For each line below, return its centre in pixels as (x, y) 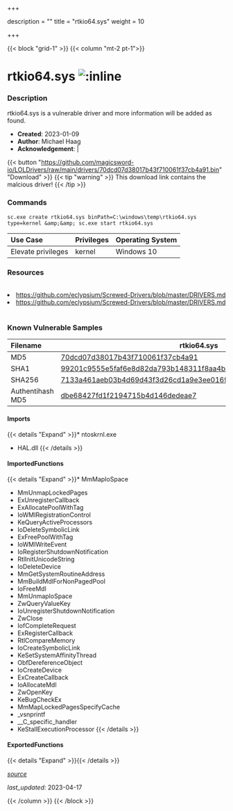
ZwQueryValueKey (44, 603)
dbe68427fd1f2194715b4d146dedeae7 (129, 396)
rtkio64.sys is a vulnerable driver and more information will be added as (110, 113)
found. (17, 121)
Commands (27, 202)
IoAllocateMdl (37, 684)
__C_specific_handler (47, 721)
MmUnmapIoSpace (45, 596)
